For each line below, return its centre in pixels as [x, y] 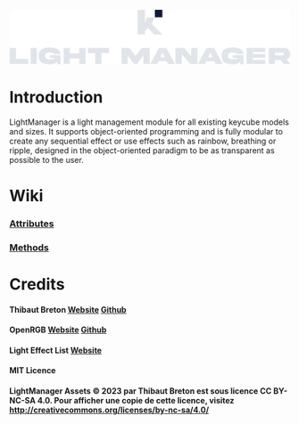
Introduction [56, 98]
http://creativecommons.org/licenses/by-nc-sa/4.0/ [109, 410]
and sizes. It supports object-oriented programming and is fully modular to [146, 131]
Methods [29, 248]
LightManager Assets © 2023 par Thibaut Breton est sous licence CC [141, 391]
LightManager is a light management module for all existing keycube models [149, 122]
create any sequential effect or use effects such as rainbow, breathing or [143, 141]
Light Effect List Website [56, 350]
